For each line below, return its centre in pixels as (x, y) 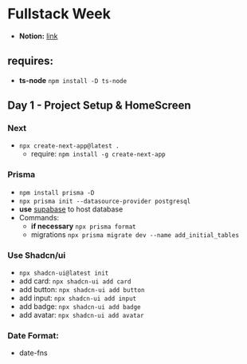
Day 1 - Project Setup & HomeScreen (99, 106)
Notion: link (38, 36)
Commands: (39, 217)
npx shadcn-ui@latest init (64, 273)
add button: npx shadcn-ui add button (82, 290)
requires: (30, 61)
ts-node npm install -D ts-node (73, 80)
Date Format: (33, 335)
